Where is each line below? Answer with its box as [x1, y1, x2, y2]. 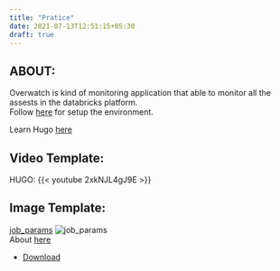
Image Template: [9, 201, 107, 216]
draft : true [9, 30, 54, 39]
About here [9, 234, 51, 245]
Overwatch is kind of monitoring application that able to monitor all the [9, 88, 271, 98]
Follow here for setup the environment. [9, 107, 154, 117]
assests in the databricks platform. [9, 97, 138, 108]
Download [22, 251, 61, 262]
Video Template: [9, 150, 105, 165]
